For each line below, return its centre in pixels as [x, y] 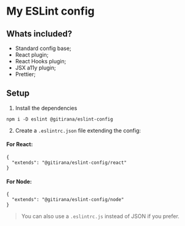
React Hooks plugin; [41, 61]
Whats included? [39, 34]
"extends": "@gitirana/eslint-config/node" [68, 200]
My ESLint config [50, 11]
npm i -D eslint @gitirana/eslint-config [60, 119]
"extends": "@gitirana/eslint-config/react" [69, 163]
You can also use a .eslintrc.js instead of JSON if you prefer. [100, 216]
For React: [20, 144]
